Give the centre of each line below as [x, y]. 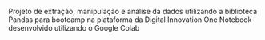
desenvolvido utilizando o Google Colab [74, 28]
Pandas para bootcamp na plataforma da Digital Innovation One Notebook [130, 20]
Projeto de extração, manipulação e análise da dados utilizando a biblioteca [133, 11]
